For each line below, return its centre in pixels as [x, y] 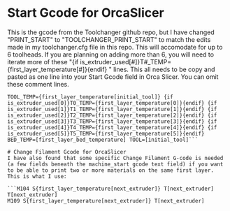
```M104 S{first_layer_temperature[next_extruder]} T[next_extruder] [111, 189]
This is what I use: [37, 176]
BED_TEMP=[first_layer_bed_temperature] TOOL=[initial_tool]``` [103, 140]
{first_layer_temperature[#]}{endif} [57, 69]
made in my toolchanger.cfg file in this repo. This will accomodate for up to [115, 47]
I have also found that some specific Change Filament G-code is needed [115, 158]
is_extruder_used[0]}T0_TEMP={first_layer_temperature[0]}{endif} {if [112, 103]
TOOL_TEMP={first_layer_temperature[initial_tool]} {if [90, 97]
